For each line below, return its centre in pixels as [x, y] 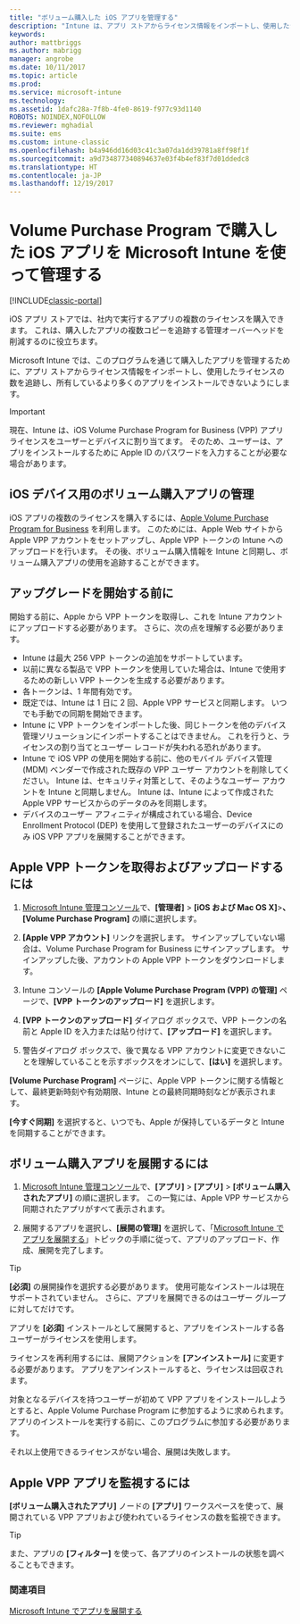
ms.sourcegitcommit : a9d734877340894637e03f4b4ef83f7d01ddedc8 [129, 159]
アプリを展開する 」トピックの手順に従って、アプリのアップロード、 [147, 1239]
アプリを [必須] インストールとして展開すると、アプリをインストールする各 [147, 1328]
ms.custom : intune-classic [59, 142]
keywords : [28, 34]
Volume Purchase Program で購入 [136, 231]
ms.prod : [25, 84]
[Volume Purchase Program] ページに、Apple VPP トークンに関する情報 [143, 1080]
